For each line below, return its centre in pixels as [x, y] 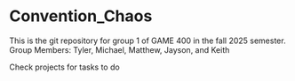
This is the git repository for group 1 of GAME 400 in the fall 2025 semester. [147, 40]
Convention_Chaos [81, 16]
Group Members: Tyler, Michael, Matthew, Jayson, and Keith [120, 49]
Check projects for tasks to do [64, 67]
